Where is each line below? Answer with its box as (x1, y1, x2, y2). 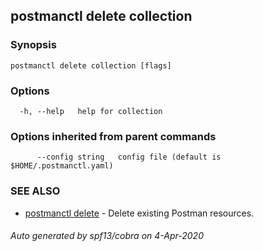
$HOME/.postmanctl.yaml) (10, 161, 114, 171)
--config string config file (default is (36, 152, 222, 163)
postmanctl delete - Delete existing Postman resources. (24, 207, 255, 219)
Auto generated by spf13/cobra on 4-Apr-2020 (10, 230, 204, 242)
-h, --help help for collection (19, 106, 163, 116)
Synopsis (10, 38, 57, 52)
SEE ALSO (10, 184, 61, 198)
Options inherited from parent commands (10, 129, 217, 143)
